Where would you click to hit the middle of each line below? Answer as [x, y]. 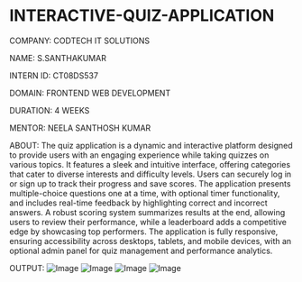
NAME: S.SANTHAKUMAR [58, 58]
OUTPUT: [27, 268]
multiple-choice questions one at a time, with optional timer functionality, [145, 193]
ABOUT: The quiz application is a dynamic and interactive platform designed [151, 145]
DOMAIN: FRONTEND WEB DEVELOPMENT [90, 93]
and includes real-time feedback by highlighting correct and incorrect [138, 203]
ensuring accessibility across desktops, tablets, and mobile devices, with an [151, 241]
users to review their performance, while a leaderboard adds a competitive [148, 222]
